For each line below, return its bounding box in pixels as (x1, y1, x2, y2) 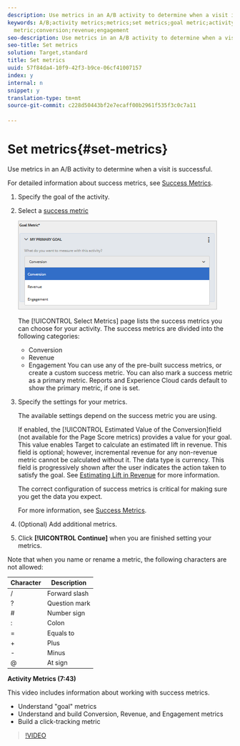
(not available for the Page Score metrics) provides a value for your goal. (17, 432, 232, 441)
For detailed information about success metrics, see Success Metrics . (7, 179, 213, 187)
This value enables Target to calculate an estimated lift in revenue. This (17, 440, 227, 449)
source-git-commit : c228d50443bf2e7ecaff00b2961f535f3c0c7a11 (7, 102, 196, 109)
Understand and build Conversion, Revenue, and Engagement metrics (17, 710, 224, 718)
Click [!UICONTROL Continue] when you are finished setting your (17, 533, 212, 542)
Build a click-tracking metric (17, 717, 101, 725)
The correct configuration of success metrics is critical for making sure (17, 484, 227, 493)
